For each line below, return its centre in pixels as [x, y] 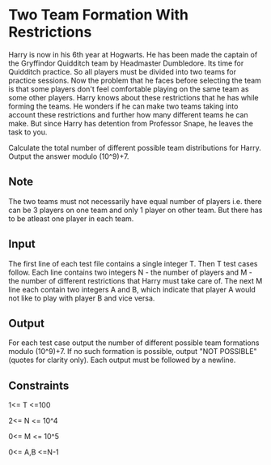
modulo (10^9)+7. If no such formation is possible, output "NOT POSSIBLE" [133, 352]
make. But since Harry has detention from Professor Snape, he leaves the [131, 123]
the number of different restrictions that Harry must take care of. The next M [135, 280]
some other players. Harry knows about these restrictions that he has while [133, 97]
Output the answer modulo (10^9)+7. [69, 156]
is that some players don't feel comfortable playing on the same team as [129, 89]
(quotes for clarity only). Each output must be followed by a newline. [122, 360]
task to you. [28, 132]
